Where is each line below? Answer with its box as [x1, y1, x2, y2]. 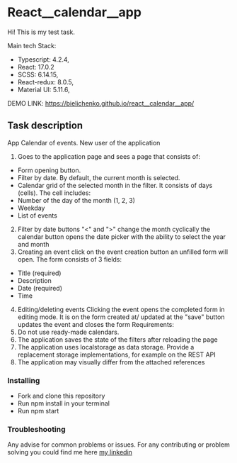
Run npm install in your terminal [17, 399, 110, 408]
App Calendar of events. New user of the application [7, 138, 161, 147]
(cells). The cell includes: [17, 189, 91, 197]
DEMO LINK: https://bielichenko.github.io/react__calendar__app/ [7, 99, 195, 107]
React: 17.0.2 [17, 62, 54, 71]
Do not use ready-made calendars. [17, 328, 120, 336]
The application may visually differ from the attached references [17, 357, 205, 366]
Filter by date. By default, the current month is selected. [17, 173, 180, 182]
